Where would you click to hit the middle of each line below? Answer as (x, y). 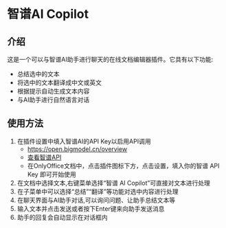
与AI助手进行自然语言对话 (53, 100)
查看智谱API (44, 157)
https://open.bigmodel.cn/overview (77, 149)
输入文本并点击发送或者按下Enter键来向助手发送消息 (91, 208)
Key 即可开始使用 (52, 174)
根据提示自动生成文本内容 (53, 91)
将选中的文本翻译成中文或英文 (59, 82)
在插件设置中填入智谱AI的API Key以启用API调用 (84, 141)
